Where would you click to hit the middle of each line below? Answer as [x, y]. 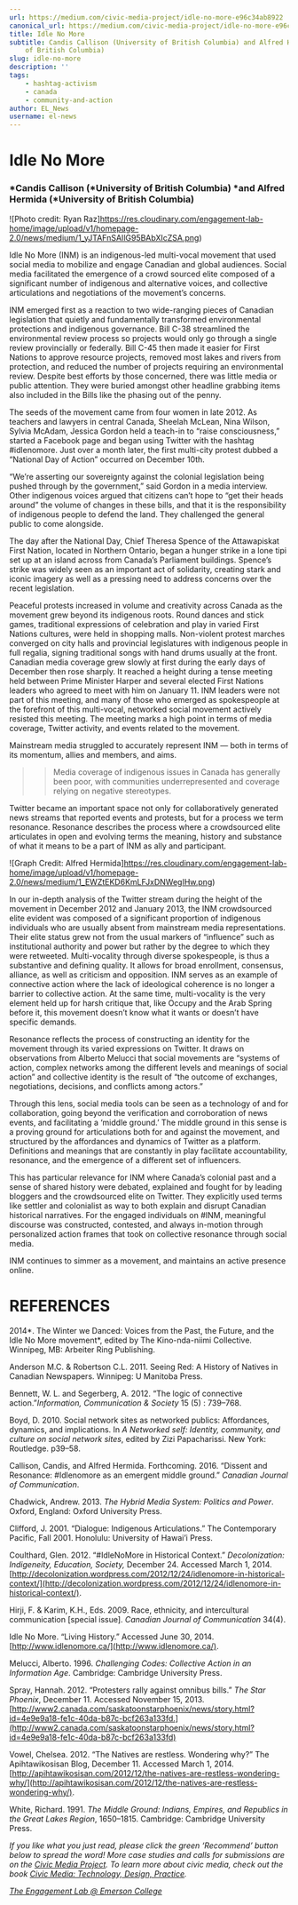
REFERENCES [60, 1306]
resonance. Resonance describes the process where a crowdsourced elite [145, 826]
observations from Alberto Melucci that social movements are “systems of [145, 1057]
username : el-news [43, 116]
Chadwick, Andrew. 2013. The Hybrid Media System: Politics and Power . [141, 1502]
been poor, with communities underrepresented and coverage [166, 781]
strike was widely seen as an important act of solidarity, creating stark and [145, 569]
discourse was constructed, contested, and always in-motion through [136, 1224]
